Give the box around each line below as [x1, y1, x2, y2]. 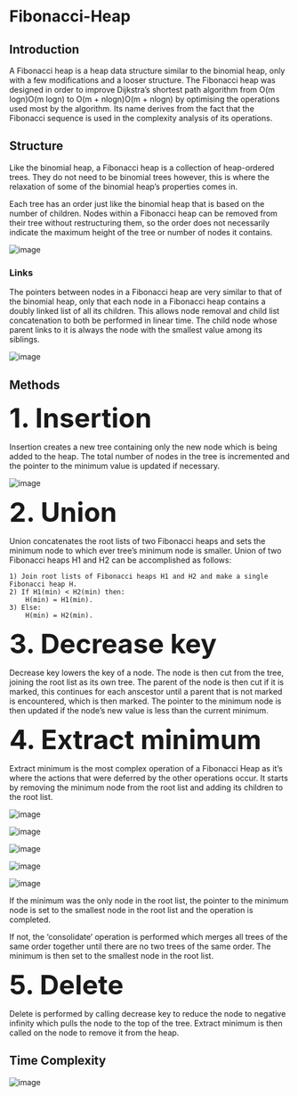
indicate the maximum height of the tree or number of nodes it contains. [9, 227, 273, 237]
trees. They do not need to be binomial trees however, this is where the [9, 171, 270, 182]
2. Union [9, 495, 117, 529]
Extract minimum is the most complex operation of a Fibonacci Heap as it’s [9, 762, 283, 773]
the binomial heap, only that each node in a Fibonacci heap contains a [9, 296, 266, 307]
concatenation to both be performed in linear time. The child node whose [9, 315, 278, 326]
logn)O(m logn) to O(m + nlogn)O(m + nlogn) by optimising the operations [9, 94, 280, 104]
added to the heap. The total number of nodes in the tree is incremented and [9, 450, 291, 461]
